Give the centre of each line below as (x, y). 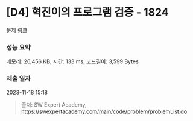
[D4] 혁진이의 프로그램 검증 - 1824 (87, 12)
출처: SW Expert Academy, (54, 104)
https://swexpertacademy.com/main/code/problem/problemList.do (104, 111)
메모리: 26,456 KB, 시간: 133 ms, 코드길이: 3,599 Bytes (72, 61)
